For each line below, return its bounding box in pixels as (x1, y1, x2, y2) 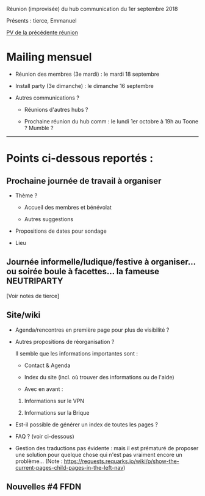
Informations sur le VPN (24, 397, 84, 404)
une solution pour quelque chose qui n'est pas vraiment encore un (15, 451, 182, 458)
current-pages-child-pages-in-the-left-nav (15, 464, 124, 471)
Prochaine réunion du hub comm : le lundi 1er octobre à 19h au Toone (24, 117, 199, 125)
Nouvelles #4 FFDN (6, 481, 81, 492)
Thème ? (15, 192, 38, 199)
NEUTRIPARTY (6, 276, 63, 286)
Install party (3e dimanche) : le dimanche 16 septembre (15, 82, 154, 89)
